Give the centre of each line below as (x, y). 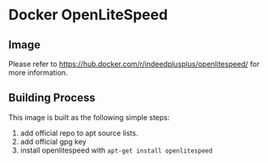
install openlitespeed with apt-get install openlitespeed (116, 150)
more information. (38, 73)
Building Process (52, 98)
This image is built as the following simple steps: (89, 117)
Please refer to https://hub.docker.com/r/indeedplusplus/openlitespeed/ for (134, 64)
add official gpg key (53, 141)
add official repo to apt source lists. (79, 133)
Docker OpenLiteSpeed (88, 15)
